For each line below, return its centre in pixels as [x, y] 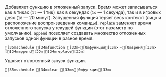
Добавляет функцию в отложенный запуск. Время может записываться [81, 7]
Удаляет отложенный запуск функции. [46, 61]
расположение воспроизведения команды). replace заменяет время [78, 23]
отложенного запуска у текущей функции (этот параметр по [69, 28]
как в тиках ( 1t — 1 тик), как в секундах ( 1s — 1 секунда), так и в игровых [83, 12]
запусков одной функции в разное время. [49, 38]
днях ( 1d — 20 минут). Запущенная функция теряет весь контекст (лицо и [83, 17]
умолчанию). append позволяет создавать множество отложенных [76, 33]
